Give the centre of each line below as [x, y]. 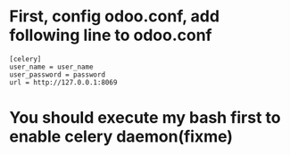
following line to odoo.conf [111, 35]
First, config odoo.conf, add [115, 16]
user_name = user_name [51, 67]
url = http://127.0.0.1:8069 [63, 82]
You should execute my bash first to [145, 118]
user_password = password [57, 74]
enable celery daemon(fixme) [121, 137]
